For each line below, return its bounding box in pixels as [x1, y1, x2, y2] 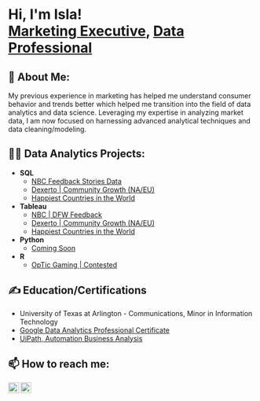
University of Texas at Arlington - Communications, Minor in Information [19, 308, 253, 318]
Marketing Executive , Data [8, 22, 185, 40]
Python [19, 234, 45, 245]
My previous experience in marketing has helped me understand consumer [8, 91, 251, 100]
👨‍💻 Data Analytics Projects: [8, 147, 145, 160]
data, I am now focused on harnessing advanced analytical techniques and [8, 116, 251, 125]
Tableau [19, 201, 47, 211]
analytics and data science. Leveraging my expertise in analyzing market [8, 108, 244, 117]
